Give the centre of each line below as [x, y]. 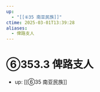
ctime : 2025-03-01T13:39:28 [41, 22]
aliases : [17, 28]
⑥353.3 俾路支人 [50, 65]
